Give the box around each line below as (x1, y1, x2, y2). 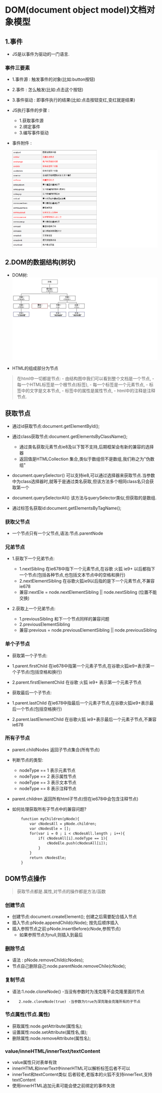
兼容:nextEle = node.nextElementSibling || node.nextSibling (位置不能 (19, 589, 157, 595)
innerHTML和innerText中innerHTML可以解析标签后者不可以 (12, 1065, 131, 1071)
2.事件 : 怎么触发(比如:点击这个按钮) (12, 87, 84, 93)
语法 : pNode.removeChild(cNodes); (12, 957, 84, 963)
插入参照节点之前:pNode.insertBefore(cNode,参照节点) (12, 925, 121, 931)
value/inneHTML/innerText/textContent (5, 1047, 101, 1054)
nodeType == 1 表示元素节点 (19, 767, 76, 773)
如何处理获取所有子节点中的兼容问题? (12, 806, 87, 812)
